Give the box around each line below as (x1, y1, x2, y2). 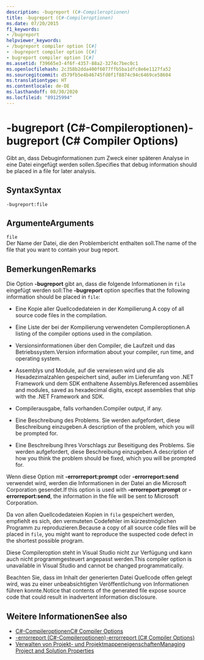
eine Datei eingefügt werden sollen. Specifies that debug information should (6, 161, 197, 168)
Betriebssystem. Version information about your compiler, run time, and (15, 348, 194, 356)
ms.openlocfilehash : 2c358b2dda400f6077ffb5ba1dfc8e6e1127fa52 (6, 66, 172, 72)
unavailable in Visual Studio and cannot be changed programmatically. (6, 562, 184, 569)
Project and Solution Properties (15, 647, 94, 654)
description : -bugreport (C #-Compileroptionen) (6, 9, 130, 15)
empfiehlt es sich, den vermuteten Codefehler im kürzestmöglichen (6, 518, 176, 525)
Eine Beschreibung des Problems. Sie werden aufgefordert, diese (15, 416, 181, 424)
